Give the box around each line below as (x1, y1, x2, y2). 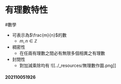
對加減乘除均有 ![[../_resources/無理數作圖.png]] (19, 62, 116, 68)
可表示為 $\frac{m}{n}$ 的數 (12, 32, 67, 38)
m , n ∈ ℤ (19, 38, 38, 44)
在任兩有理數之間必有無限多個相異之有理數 (19, 50, 105, 56)
